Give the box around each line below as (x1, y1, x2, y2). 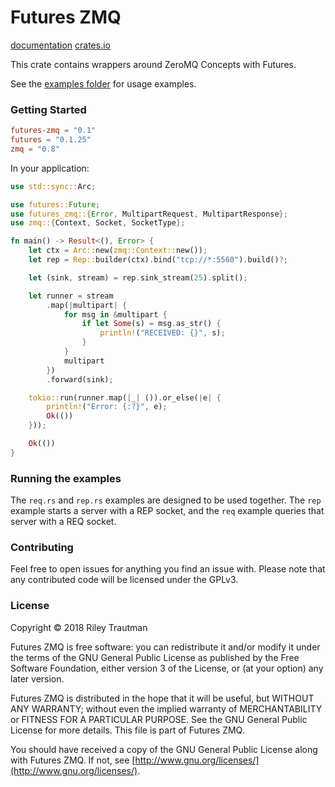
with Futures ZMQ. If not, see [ (10, 754, 136, 766)
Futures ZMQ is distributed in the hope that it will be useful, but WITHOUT (10, 692, 315, 704)
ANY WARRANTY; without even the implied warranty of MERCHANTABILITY (10, 702, 323, 715)
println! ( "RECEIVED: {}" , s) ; (99, 328, 226, 338)
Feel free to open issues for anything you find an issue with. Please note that (10, 563, 326, 575)
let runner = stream (28, 291, 114, 301)
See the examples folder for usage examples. (10, 77, 197, 90)
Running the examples (10, 471, 122, 485)
